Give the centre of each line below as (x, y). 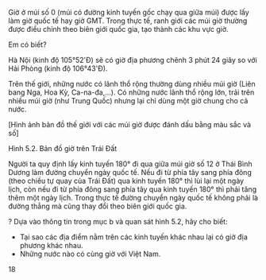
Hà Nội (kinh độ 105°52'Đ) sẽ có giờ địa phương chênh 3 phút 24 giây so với (133, 60)
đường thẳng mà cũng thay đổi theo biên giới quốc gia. (98, 206)
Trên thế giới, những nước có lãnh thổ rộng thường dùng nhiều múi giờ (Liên (132, 84)
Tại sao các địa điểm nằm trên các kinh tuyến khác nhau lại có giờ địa (134, 237)
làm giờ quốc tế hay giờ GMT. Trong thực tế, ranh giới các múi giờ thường (128, 21)
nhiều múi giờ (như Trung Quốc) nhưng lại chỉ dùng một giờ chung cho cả (128, 101)
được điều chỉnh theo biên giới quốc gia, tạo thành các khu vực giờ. (118, 29)
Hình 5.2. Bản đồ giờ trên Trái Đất (63, 148)
